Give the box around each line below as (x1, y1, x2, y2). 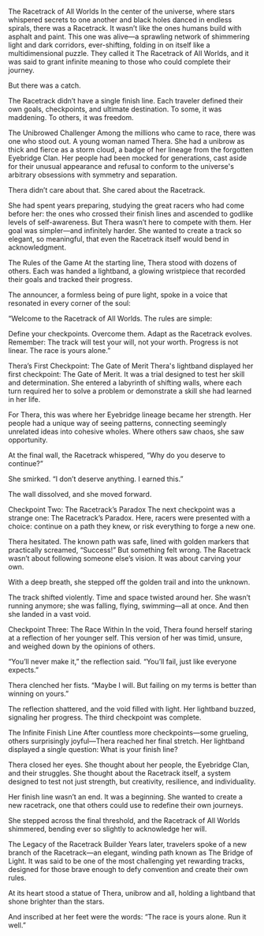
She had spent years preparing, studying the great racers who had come (8, 201, 244, 210)
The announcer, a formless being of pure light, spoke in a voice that (8, 290, 228, 299)
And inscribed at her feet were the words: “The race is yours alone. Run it (8, 912, 247, 921)
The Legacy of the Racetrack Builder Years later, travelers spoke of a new (8, 840, 247, 848)
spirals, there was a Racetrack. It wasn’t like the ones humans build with (8, 24, 242, 32)
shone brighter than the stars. (8, 897, 105, 906)
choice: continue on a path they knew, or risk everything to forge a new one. (8, 521, 256, 531)
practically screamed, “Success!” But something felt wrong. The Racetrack (8, 545, 251, 554)
